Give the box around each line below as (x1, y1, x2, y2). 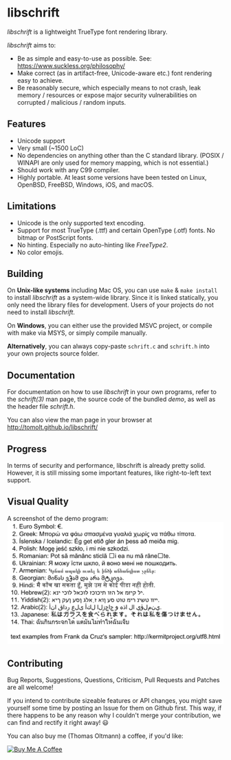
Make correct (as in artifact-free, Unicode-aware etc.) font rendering (16, 69, 212, 77)
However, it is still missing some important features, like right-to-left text (7, 469, 212, 477)
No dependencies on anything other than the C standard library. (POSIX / (16, 151, 225, 159)
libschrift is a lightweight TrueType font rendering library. (7, 28, 168, 36)
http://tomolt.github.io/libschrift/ (7, 423, 98, 431)
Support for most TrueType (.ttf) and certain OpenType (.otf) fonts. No (16, 226, 215, 234)
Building (7, 267, 43, 280)
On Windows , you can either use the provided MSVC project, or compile (7, 322, 212, 330)
